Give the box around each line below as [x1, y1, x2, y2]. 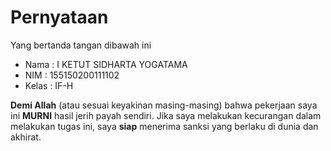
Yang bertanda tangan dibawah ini [10, 39, 152, 51]
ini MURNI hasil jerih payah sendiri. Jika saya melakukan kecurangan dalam [10, 109, 322, 121]
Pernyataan [10, 6, 109, 29]
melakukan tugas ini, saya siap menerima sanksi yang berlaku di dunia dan [10, 120, 319, 132]
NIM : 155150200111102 [24, 69, 120, 81]
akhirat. [10, 131, 42, 143]
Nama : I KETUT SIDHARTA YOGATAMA [24, 58, 188, 70]
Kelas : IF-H [24, 79, 74, 91]
